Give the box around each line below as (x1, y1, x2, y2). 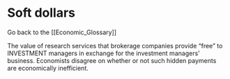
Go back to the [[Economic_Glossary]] (7, 28, 117, 36)
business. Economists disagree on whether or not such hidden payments (7, 56, 217, 64)
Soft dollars (7, 5, 75, 21)
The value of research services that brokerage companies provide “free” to (7, 41, 223, 50)
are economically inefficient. (7, 64, 89, 72)
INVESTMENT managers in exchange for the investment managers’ (7, 49, 200, 57)
